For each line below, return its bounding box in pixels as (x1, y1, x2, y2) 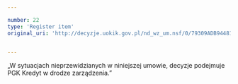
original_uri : (7, 30, 50, 37)
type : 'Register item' (7, 23, 74, 30)
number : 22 (7, 16, 40, 23)
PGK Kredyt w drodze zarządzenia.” (7, 68, 112, 78)
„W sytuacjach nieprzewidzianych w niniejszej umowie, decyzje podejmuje (7, 61, 225, 70)
